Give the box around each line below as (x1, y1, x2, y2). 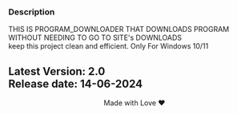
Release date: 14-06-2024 (8, 77, 143, 90)
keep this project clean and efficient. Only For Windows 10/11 (8, 41, 209, 51)
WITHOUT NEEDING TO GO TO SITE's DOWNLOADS (8, 33, 183, 42)
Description (8, 6, 55, 18)
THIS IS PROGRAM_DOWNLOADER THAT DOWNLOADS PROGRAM (8, 25, 230, 34)
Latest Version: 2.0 (8, 65, 106, 78)
